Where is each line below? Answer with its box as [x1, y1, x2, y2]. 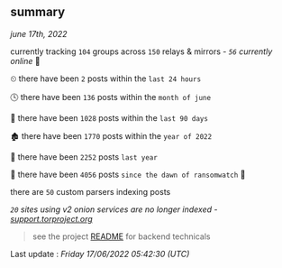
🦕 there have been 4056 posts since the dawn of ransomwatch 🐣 [10, 169, 246, 180]
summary [10, 5, 66, 20]
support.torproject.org [10, 213, 93, 224]
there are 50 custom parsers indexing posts [10, 186, 171, 197]
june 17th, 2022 [10, 28, 68, 39]
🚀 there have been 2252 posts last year [10, 151, 159, 162]
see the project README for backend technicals [32, 231, 211, 242]
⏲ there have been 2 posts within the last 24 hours [10, 73, 202, 84]
